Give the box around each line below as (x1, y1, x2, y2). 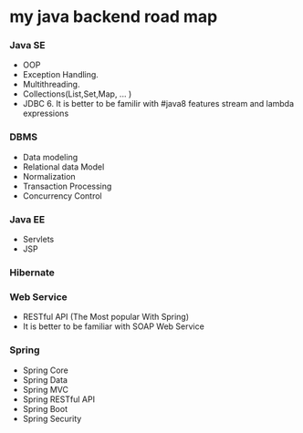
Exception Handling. (22, 69, 99, 80)
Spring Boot (22, 403, 68, 414)
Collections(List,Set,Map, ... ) (22, 88, 132, 99)
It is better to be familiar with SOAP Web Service (22, 321, 205, 332)
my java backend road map (9, 6, 218, 27)
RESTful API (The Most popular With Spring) (22, 312, 190, 323)
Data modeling (22, 151, 78, 162)
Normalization (22, 170, 76, 181)
